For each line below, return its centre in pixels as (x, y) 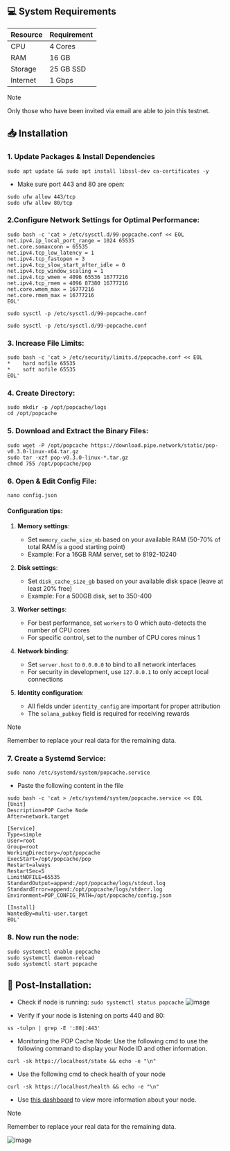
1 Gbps (62, 80)
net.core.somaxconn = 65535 (48, 246)
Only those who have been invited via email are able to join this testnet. (108, 110)
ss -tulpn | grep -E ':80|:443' (54, 1028)
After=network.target (38, 817)
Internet (24, 80)
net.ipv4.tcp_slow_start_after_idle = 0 (67, 265)
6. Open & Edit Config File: (52, 481)
